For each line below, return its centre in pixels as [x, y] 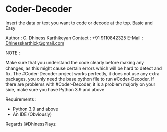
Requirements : [21, 99]
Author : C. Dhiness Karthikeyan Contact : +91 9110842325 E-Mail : [74, 38]
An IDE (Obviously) [32, 114]
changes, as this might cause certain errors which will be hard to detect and [84, 68]
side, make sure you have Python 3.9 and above [55, 89]
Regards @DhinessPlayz [31, 124]
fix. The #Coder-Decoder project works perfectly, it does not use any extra [82, 73]
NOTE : [13, 53]
